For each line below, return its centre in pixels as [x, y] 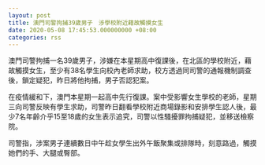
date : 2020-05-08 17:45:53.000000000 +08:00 [82, 30]
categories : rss [35, 37]
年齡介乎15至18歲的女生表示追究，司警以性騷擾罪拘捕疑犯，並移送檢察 [140, 117]
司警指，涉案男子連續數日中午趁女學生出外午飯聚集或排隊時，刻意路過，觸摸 [132, 143]
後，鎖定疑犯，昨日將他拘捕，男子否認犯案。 [81, 80]
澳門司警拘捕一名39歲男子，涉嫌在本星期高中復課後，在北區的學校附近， [127, 60]
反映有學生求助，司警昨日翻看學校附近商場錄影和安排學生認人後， [142, 107]
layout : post [30, 15]
